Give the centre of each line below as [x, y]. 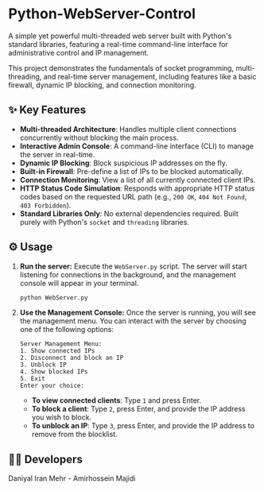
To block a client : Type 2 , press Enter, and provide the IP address [138, 409]
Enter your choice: [52, 386]
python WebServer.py [54, 298]
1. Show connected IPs [57, 351]
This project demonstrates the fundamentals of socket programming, [121, 68]
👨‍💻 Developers [46, 459]
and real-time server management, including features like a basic [150, 76]
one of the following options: [66, 330]
